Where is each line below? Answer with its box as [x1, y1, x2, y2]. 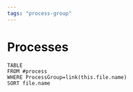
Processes [7, 39, 69, 55]
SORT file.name [7, 80, 51, 87]
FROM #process [7, 67, 48, 75]
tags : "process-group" [7, 10, 72, 17]
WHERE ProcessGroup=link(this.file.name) [7, 74, 128, 80]
